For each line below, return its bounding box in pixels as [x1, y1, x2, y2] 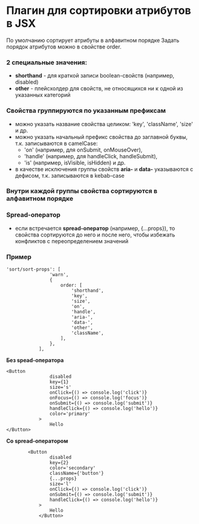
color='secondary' [49, 465, 96, 471]
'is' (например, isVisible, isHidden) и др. [24, 159, 126, 166]
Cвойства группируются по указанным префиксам [6, 107, 166, 115]
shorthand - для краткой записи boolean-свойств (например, [15, 72, 175, 79]
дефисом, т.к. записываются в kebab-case [15, 172, 125, 179]
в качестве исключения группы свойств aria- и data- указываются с [15, 165, 194, 173]
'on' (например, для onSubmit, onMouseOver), [24, 146, 143, 153]
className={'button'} [49, 471, 104, 477]
